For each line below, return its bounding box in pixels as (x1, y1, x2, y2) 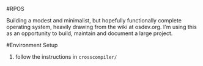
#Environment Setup (6, 42, 58, 48)
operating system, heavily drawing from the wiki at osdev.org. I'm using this (6, 24, 197, 30)
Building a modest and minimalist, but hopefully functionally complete (6, 17, 182, 24)
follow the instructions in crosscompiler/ (15, 53, 117, 60)
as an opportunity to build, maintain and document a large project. (6, 30, 173, 37)
